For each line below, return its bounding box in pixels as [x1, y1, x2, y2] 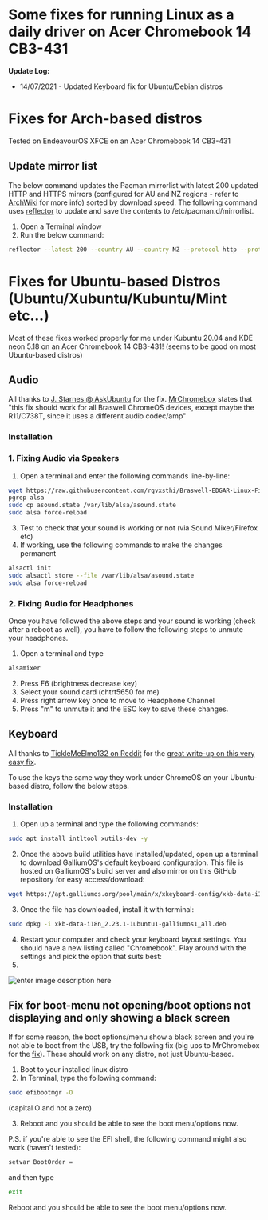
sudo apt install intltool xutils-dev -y [8, 834, 148, 842]
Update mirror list [8, 159, 97, 173]
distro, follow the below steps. [30, 781, 130, 790]
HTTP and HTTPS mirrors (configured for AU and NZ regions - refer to [8, 189, 239, 198]
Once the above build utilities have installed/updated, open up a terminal [19, 849, 258, 858]
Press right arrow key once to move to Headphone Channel [19, 695, 215, 705]
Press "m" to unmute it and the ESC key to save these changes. [19, 704, 229, 714]
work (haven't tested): [8, 1142, 81, 1153]
